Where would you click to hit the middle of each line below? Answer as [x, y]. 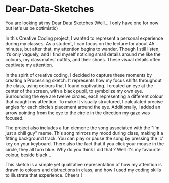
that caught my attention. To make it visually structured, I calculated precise [84, 101]
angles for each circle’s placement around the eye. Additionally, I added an [83, 107]
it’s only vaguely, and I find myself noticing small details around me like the [83, 54]
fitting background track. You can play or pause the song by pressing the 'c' [85, 138]
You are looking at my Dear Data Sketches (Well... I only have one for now [82, 23]
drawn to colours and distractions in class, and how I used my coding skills [83, 170]
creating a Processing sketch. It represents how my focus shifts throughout [83, 80]
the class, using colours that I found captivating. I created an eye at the [79, 85]
